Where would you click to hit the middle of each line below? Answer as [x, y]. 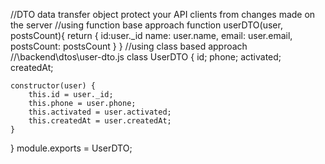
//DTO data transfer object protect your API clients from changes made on [163, 14]
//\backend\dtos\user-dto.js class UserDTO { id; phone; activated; [146, 57]
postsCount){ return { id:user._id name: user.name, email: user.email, [151, 35]
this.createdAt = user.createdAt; [100, 121]
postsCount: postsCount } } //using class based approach [129, 46]
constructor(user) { [53, 86]
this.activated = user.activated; [100, 112]
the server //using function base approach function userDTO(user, [146, 25]
